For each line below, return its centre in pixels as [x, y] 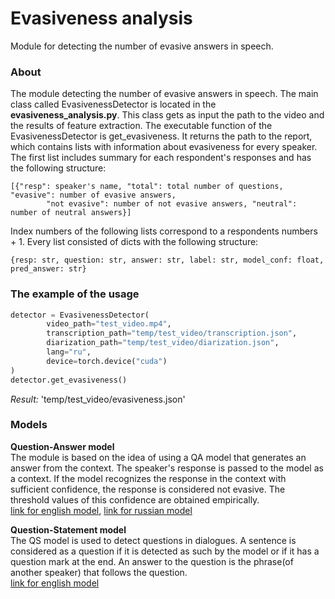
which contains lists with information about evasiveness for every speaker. [164, 147]
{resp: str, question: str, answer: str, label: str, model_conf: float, [167, 260]
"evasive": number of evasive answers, [93, 195]
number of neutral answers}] [71, 213]
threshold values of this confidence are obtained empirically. [135, 499]
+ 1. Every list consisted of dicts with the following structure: [134, 242]
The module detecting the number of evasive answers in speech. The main [164, 94]
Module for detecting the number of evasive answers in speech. [142, 46]
